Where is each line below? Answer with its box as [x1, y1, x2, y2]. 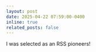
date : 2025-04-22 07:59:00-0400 [6, 14, 85, 20]
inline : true [6, 19, 38, 25]
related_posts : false [6, 24, 59, 31]
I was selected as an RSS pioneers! [6, 40, 91, 47]
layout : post [6, 8, 38, 14]
